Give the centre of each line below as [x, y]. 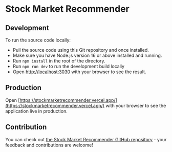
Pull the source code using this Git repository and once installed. [81, 50]
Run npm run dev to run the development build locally [68, 66]
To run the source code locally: [38, 40]
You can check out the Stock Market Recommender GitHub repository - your [86, 139]
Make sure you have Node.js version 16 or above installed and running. [87, 55]
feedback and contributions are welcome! [49, 145]
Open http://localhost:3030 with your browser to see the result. [79, 72]
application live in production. [36, 111]
